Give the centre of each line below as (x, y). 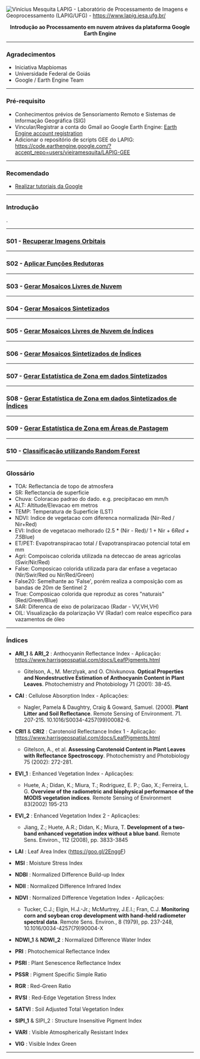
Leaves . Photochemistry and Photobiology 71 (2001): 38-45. (98, 684)
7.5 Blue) (25, 537)
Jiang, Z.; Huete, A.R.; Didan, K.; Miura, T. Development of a (98, 827)
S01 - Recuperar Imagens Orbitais (56, 241)
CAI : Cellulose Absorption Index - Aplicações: (72, 695)
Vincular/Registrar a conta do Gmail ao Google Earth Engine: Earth (96, 127)
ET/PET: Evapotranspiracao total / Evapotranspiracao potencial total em (102, 543)
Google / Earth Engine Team (49, 80)
